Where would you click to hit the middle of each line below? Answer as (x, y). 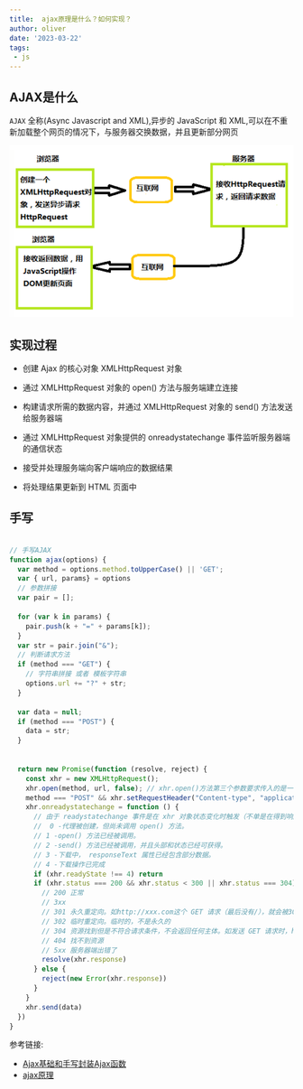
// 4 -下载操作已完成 (69, 864)
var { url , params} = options (74, 579)
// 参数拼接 (37, 588)
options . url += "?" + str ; (76, 684)
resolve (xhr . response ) (84, 960)
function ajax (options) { (58, 560)
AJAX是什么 (44, 97)
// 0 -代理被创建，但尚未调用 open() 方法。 (110, 826)
